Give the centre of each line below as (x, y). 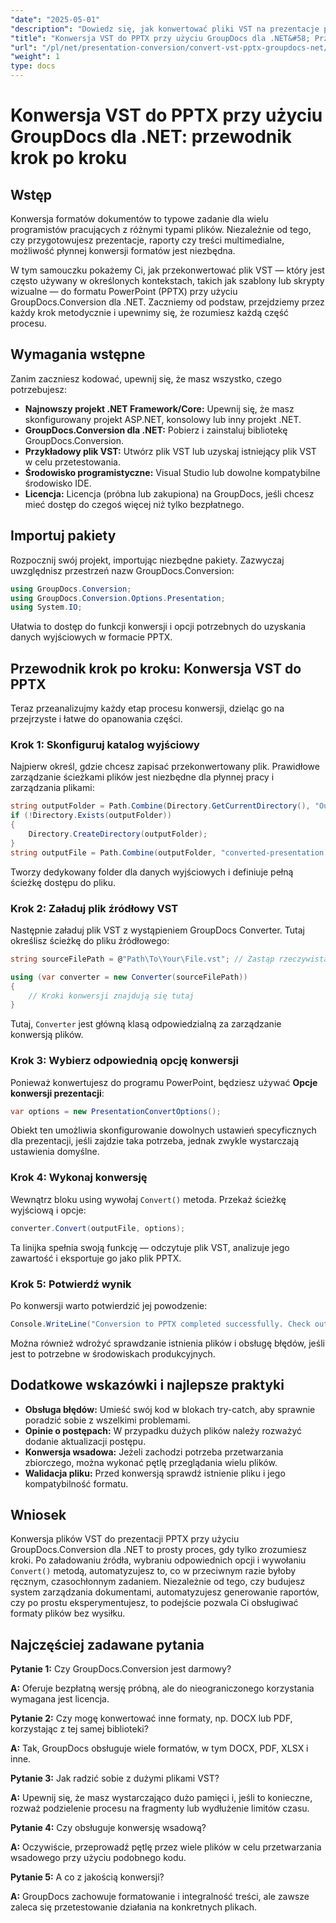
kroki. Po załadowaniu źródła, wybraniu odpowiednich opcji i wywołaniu (158, 1560)
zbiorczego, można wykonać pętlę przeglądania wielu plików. (151, 1462)
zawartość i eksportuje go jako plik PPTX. (96, 1258)
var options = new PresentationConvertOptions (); (116, 1111)
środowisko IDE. (58, 483)
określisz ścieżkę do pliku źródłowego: (90, 940)
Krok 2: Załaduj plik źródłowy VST (94, 908)
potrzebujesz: (39, 389)
